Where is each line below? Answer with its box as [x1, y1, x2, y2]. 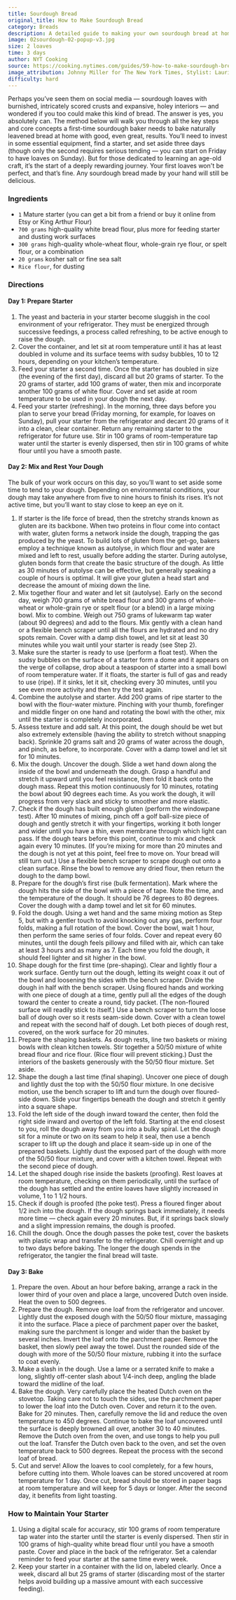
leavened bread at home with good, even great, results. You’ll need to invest [8, 132, 228, 140]
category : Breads [8, 23, 59, 30]
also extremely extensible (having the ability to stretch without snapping [18, 730, 226, 738]
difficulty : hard [8, 75, 59, 83]
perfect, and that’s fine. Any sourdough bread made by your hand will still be [8, 169, 229, 177]
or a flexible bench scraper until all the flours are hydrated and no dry [18, 626, 219, 634]
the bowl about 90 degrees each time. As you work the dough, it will [18, 790, 216, 798]
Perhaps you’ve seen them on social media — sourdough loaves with [8, 95, 207, 103]
